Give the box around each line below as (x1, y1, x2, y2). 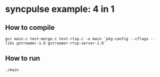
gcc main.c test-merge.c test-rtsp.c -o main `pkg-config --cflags (5, 36, 149, 41)
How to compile (5, 23, 55, 32)
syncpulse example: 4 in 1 (5, 3, 115, 15)
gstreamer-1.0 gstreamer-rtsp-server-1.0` (16, 41, 106, 46)
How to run (5, 54, 40, 63)
